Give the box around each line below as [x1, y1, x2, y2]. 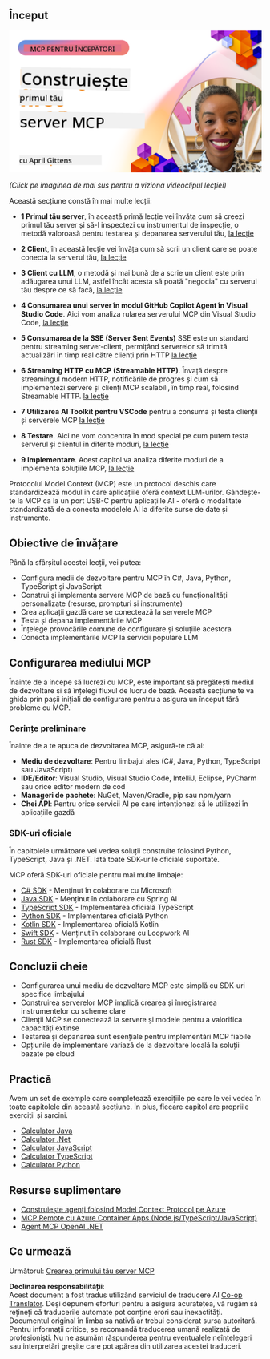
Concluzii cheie [9, 959, 89, 973]
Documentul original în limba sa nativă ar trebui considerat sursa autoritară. [9, 1316, 257, 1325]
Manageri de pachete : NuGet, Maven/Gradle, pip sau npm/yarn [20, 791, 232, 800]
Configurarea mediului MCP [9, 655, 151, 670]
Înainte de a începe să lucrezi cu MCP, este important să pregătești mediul [9, 677, 255, 687]
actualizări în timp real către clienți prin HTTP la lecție [20, 350, 198, 360]
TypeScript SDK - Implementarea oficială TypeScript [20, 902, 194, 912]
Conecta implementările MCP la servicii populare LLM [20, 633, 199, 643]
